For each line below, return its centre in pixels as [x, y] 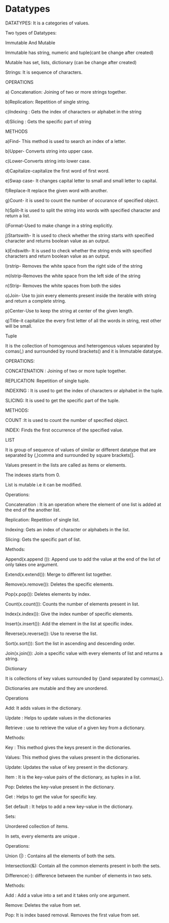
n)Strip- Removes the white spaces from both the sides [63, 285]
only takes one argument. [32, 564]
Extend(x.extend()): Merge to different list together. [59, 574]
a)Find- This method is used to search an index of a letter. [66, 141]
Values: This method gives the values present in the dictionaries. [73, 757]
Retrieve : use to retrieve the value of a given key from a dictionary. [75, 728]
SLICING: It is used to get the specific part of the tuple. [63, 400]
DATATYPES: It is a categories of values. [47, 23]
